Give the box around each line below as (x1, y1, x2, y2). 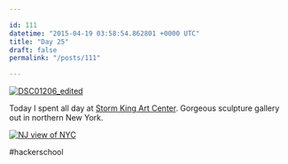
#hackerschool (9, 147, 64, 158)
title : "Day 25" (9, 37, 69, 46)
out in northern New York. (9, 113, 104, 123)
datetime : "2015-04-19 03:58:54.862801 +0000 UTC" (9, 28, 200, 38)
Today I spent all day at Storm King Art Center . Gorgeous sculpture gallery (9, 103, 280, 113)
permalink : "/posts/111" (9, 54, 101, 63)
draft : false (9, 45, 58, 54)
